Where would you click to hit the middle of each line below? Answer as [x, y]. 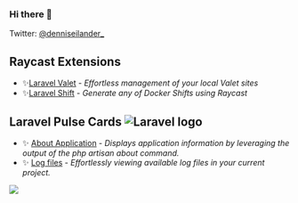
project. [36, 172]
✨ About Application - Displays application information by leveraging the [156, 142]
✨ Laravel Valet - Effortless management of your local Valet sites [140, 83]
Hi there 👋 [31, 14]
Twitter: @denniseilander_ [57, 34]
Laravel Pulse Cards [65, 122]
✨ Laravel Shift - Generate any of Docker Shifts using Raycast [134, 93]
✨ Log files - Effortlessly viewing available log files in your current [143, 162]
